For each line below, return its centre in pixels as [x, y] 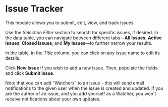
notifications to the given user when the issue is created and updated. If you [84, 88]
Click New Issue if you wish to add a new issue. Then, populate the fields [81, 68]
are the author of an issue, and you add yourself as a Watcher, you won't [81, 93]
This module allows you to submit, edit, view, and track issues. [70, 23]
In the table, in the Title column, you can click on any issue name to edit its [82, 53]
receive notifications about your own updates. [53, 99]
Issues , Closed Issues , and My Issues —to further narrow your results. [79, 43]
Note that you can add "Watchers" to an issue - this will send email [75, 83]
